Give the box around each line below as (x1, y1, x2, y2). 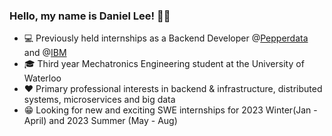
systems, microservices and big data (23, 94, 176, 106)
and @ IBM (23, 47, 67, 59)
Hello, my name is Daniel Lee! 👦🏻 (9, 9, 171, 23)
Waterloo (23, 72, 62, 84)
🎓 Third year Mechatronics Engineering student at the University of (23, 58, 305, 70)
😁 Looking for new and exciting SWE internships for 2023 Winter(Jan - (23, 104, 318, 116)
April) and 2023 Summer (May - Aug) (23, 115, 178, 127)
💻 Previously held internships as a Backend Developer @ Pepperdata (23, 32, 309, 44)
